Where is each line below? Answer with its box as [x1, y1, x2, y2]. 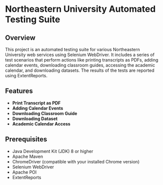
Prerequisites [5, 135, 47, 144]
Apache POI [12, 169, 37, 175]
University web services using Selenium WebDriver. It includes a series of [5, 52, 155, 58]
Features [5, 87, 33, 95]
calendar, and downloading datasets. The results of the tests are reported [5, 67, 155, 73]
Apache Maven [12, 154, 43, 159]
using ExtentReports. [5, 73, 48, 78]
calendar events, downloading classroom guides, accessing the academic [5, 62, 155, 68]
